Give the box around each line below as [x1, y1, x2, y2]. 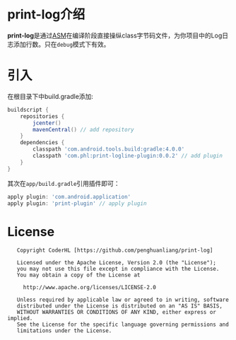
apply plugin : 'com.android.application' [7, 193, 131, 200]
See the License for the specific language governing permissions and [16, 321, 230, 329]
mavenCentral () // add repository [33, 126, 134, 133]
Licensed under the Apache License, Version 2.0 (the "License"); [16, 259, 217, 266]
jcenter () [33, 119, 61, 127]
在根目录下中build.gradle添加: [7, 92, 94, 100]
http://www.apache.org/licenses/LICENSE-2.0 [23, 284, 157, 291]
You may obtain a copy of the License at [16, 271, 141, 279]
